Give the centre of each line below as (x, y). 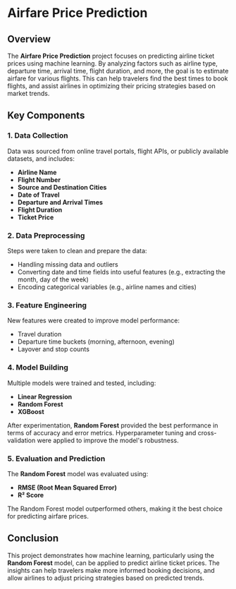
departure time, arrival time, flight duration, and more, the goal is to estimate (118, 71)
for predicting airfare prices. (48, 516)
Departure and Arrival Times (60, 202)
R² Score (31, 494)
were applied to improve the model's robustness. (108, 440)
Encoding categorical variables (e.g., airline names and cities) (107, 286)
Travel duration (39, 334)
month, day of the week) (53, 279)
